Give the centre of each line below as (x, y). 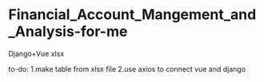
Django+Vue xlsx (36, 53)
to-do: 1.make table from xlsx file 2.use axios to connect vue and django (127, 68)
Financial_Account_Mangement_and (132, 15)
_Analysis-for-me (68, 31)
